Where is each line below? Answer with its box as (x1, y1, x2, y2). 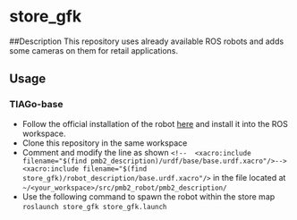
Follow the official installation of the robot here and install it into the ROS (21, 118, 289, 129)
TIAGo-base (9, 98, 64, 111)
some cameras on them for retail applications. (9, 45, 179, 55)
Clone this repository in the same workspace (21, 137, 188, 148)
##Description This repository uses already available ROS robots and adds (9, 36, 284, 47)
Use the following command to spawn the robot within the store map (21, 190, 276, 202)
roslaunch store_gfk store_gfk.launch (21, 202, 167, 211)
